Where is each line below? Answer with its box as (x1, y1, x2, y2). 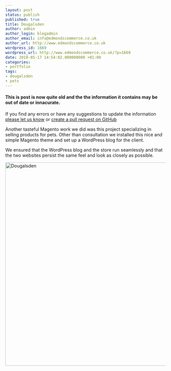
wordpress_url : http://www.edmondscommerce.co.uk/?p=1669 (5, 50, 131, 55)
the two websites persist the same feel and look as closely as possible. (5, 152, 154, 158)
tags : (5, 69, 17, 74)
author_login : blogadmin (5, 31, 58, 36)
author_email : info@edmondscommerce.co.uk (5, 36, 97, 41)
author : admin (5, 26, 36, 32)
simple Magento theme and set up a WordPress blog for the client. (5, 137, 145, 143)
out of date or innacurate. (5, 100, 61, 106)
